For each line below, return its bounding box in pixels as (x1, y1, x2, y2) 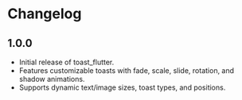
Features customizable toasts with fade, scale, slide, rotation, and (18, 66, 235, 75)
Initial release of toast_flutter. (18, 57, 115, 67)
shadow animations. (18, 75, 85, 83)
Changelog (7, 5, 82, 23)
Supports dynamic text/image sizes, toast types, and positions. (18, 83, 226, 92)
